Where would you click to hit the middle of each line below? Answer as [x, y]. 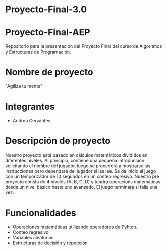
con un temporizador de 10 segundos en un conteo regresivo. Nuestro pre [82, 176]
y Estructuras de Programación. [38, 52]
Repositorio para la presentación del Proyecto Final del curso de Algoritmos [84, 46]
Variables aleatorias [33, 237]
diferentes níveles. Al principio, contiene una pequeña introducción [75, 160]
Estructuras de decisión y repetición [50, 243]
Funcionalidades [41, 213]
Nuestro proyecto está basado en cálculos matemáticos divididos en [76, 155]
